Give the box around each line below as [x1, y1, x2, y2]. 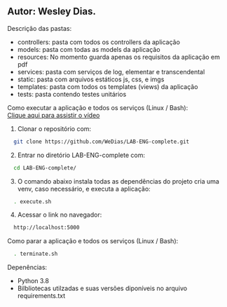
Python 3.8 [17, 277, 49, 285]
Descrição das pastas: [7, 24, 72, 32]
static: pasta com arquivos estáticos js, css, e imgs [17, 75, 165, 83]
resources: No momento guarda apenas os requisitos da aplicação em [17, 53, 221, 61]
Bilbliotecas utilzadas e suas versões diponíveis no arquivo [17, 284, 188, 293]
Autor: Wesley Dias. [7, 6, 96, 18]
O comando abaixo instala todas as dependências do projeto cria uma [17, 177, 219, 185]
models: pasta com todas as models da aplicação [17, 45, 160, 53]
